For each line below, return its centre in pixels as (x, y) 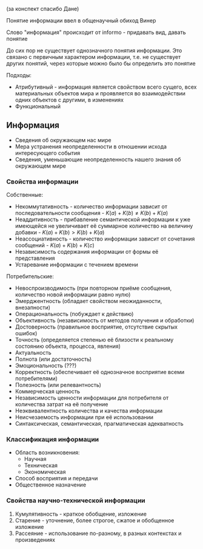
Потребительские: (30, 276)
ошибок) (26, 333)
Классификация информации (53, 440)
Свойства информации (42, 182)
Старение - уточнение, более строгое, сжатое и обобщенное (95, 520)
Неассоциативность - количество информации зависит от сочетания (105, 239)
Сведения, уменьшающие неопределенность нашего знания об (98, 159)
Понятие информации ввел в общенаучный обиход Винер (81, 20)
